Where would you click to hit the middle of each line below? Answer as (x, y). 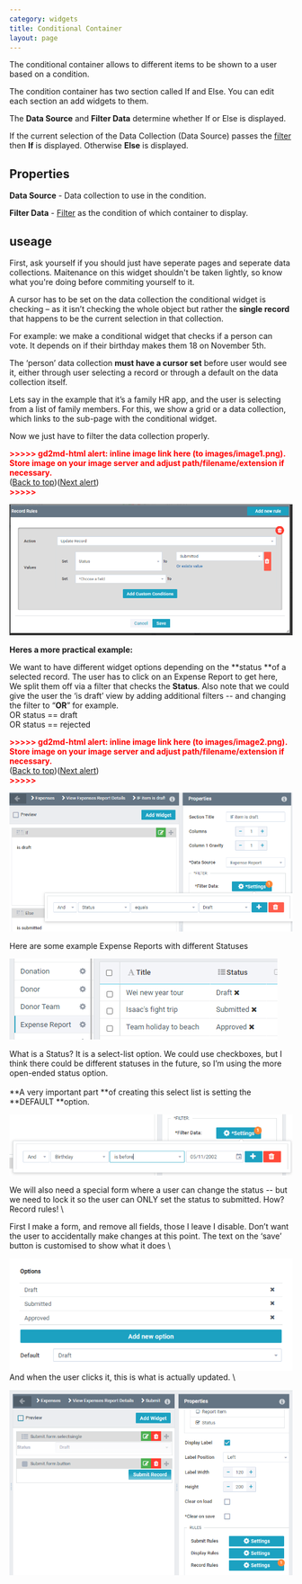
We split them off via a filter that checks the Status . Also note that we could (149, 686)
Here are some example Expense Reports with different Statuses (129, 946)
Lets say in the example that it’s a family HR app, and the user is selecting (145, 399)
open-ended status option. (59, 1073)
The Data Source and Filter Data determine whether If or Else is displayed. (147, 119)
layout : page (34, 38)
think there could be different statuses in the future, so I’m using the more (146, 1064)
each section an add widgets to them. (79, 101)
